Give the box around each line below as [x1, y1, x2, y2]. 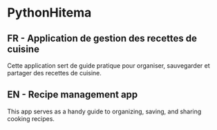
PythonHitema [7, 5, 92, 21]
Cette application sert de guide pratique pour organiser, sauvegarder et [7, 62, 211, 70]
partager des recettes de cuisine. [7, 69, 102, 77]
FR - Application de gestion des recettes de [7, 32, 197, 44]
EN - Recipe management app [7, 89, 138, 101]
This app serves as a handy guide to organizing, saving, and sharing [7, 107, 202, 115]
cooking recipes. [7, 114, 55, 122]
